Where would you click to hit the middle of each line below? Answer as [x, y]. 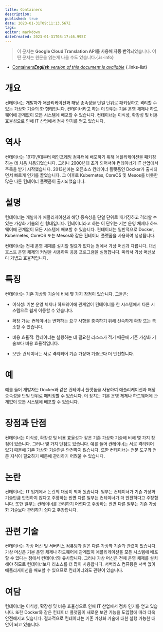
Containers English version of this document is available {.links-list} [80, 67]
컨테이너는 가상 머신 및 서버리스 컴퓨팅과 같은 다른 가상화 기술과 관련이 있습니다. [81, 546]
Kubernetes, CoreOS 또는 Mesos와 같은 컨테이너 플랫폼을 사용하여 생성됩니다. [80, 235]
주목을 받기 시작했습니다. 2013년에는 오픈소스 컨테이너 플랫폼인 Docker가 [75, 169]
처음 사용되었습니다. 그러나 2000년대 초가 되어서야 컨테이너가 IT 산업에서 [89, 163]
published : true [21, 19]
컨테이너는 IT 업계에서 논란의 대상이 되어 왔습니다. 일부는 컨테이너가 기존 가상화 [80, 492]
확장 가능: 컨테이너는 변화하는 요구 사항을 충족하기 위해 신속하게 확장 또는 [81, 321]
